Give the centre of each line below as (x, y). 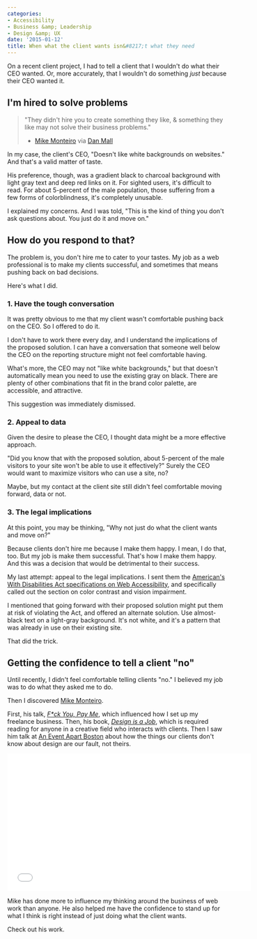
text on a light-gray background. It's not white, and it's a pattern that (122, 620)
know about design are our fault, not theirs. (69, 744)
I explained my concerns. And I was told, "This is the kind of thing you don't (116, 211)
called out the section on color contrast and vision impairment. (97, 592)
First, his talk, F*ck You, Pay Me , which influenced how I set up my (103, 714)
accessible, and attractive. (45, 390)
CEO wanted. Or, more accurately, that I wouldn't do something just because (117, 73)
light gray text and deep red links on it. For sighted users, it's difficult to (109, 182)
